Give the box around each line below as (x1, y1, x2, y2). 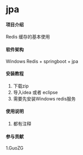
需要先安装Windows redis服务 (13, 96, 76, 102)
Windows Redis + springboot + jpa (6, 58, 78, 64)
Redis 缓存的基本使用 (6, 34, 50, 40)
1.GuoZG (6, 145, 24, 151)
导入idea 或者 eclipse (13, 89, 58, 95)
